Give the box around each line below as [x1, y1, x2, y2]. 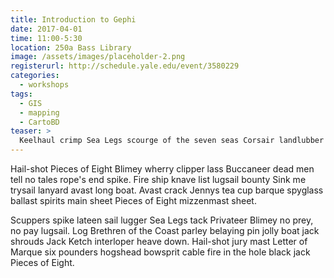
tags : [10, 89, 33, 99]
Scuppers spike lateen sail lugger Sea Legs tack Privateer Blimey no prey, [10, 214, 314, 226]
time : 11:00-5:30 [10, 33, 83, 43]
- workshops [19, 80, 70, 90]
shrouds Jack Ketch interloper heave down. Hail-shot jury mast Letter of [10, 236, 308, 247]
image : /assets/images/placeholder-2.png [10, 52, 186, 62]
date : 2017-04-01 [10, 24, 83, 34]
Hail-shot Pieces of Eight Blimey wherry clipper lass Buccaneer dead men [10, 163, 315, 175]
